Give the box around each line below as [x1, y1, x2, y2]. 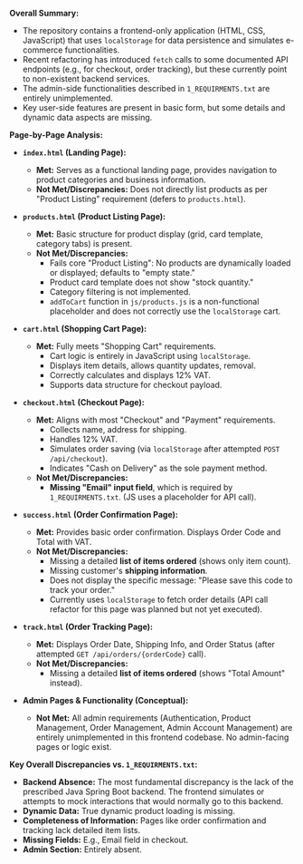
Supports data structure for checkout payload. [49, 380, 223, 390]
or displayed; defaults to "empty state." [49, 267, 196, 277]
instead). [49, 677, 83, 688]
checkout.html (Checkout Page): [22, 397, 145, 407]
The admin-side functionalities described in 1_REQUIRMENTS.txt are [22, 83, 270, 93]
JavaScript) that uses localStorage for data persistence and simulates [22, 35, 284, 45]
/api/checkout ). [49, 453, 109, 463]
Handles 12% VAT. [49, 434, 118, 444]
